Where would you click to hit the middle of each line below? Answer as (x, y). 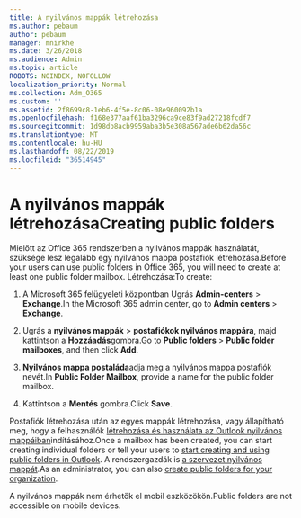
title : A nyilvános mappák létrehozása (84, 18)
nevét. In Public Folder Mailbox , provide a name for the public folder (148, 377)
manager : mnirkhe (42, 43)
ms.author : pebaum (44, 26)
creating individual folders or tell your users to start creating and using (139, 450)
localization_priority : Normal (68, 85)
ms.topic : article (44, 68)
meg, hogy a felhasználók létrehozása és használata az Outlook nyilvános (146, 431)
